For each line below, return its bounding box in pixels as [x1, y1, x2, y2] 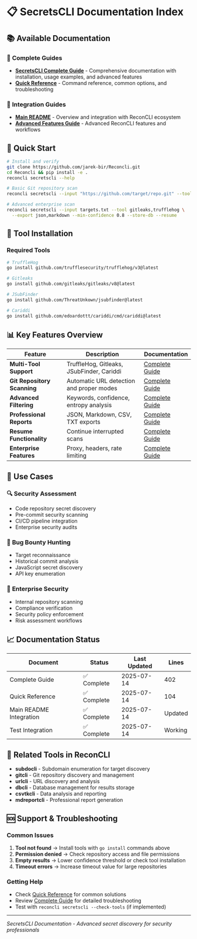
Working [164, 726, 188, 735]
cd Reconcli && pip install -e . [6, 169, 88, 175]
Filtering [9, 401, 34, 409]
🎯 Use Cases [6, 472, 54, 482]
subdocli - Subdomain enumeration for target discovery [15, 766, 150, 773]
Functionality [9, 435, 47, 443]
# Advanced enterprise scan [6, 202, 75, 207]
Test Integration [9, 726, 53, 735]
